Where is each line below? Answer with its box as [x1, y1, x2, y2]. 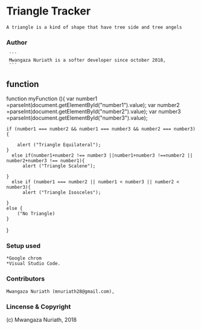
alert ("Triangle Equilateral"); [17, 142, 101, 148]
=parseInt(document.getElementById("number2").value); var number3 [6, 108, 181, 116]
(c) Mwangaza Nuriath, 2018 [6, 316, 77, 323]
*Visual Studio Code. [6, 261, 61, 267]
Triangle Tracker [6, 4, 91, 18]
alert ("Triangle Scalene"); [22, 163, 96, 169]
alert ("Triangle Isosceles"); [22, 189, 101, 196]
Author [6, 38, 28, 47]
